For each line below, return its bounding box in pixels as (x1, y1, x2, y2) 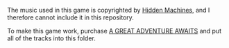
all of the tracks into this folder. (7, 34, 96, 42)
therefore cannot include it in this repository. (7, 13, 134, 22)
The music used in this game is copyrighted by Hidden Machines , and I (7, 6, 210, 14)
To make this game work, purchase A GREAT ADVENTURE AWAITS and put (7, 27, 222, 35)
